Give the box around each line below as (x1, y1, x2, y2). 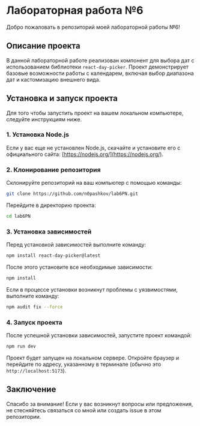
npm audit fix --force (6, 304, 63, 310)
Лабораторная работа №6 (6, 4, 144, 17)
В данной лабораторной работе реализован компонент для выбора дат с (6, 56, 195, 64)
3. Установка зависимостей (6, 227, 92, 236)
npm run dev (6, 343, 36, 350)
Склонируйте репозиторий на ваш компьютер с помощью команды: (6, 179, 182, 187)
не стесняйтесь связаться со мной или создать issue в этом (6, 406, 162, 414)
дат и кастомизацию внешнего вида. (6, 76, 101, 83)
